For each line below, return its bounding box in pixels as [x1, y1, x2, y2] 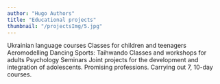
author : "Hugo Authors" [7, 10, 75, 17]
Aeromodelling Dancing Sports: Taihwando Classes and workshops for [7, 48, 207, 57]
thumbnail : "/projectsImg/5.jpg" [7, 23, 103, 29]
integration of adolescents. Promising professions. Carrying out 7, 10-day [7, 63, 214, 72]
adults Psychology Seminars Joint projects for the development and [7, 56, 199, 64]
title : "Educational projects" [7, 16, 97, 23]
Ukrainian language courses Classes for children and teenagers [7, 42, 187, 50]
